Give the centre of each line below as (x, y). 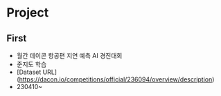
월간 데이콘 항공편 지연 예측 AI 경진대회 (69, 56)
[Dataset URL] (36, 72)
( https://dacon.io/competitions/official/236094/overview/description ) (115, 79)
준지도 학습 (32, 64)
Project (28, 13)
